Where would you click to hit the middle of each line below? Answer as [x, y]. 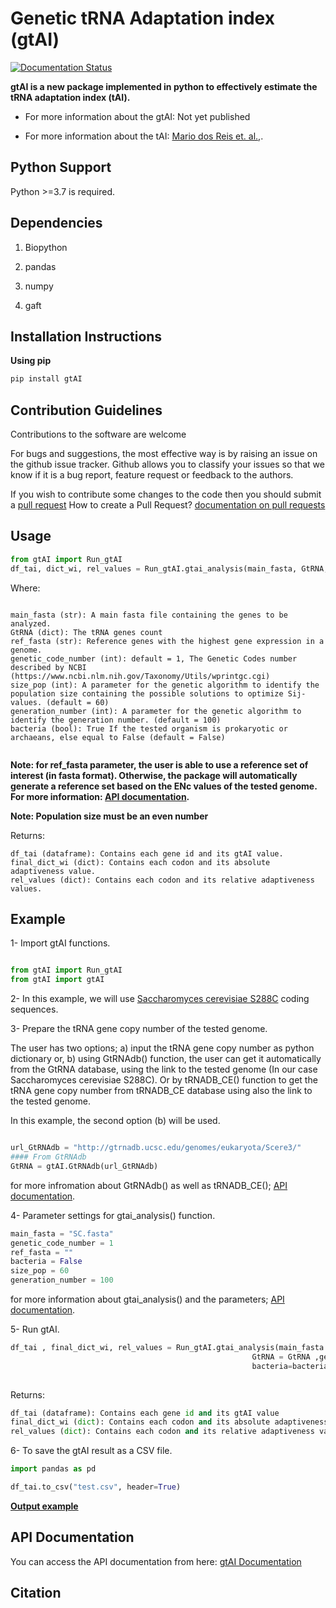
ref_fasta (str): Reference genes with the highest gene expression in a [167, 641]
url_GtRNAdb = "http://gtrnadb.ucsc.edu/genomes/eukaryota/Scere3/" [156, 1148]
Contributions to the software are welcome [98, 434]
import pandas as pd [53, 1469]
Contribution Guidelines [86, 410]
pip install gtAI [46, 379]
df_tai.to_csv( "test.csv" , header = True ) [96, 1487]
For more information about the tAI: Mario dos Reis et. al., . [144, 136]
